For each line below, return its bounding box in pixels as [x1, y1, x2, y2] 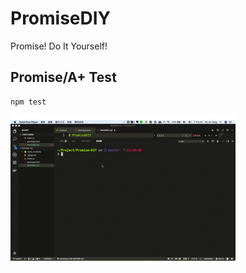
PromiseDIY [10, 7, 112, 30]
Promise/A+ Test [10, 69, 117, 86]
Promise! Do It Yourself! [10, 40, 108, 52]
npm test [10, 97, 47, 107]
